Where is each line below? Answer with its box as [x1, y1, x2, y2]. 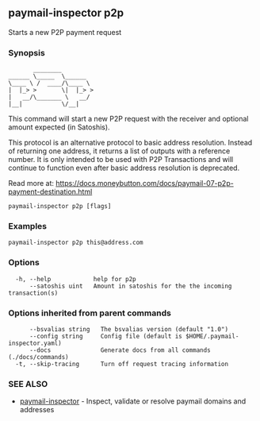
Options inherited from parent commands [8, 307, 172, 319]
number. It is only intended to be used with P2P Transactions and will [8, 155, 234, 164]
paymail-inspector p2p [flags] [8, 203, 112, 210]
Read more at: [8, 179, 54, 188]
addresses [19, 405, 55, 415]
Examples [8, 221, 48, 232]
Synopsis [8, 47, 45, 58]
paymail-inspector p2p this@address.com [8, 238, 144, 247]
